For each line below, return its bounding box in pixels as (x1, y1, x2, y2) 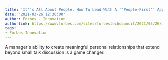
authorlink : (5, 21, 30, 26)
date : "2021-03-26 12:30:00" (5, 12, 66, 17)
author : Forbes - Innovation (5, 16, 66, 21)
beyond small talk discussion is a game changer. (5, 49, 105, 55)
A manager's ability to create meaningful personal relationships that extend (5, 44, 160, 50)
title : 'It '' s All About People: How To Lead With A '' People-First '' (5, 7, 155, 12)
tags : (5, 26, 16, 31)
